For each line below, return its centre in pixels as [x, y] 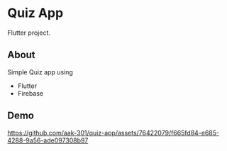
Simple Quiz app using [40, 72]
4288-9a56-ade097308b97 [48, 140]
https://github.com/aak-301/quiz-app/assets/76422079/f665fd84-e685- [113, 133]
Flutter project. [29, 33]
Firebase [31, 93]
